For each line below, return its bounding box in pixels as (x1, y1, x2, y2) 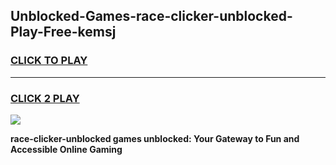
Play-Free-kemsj (10, 24, 117, 41)
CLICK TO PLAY (10, 54, 88, 68)
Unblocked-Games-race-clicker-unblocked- (10, 8, 293, 25)
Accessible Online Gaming (10, 143, 123, 155)
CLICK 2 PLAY (10, 91, 80, 105)
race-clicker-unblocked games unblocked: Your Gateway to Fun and (10, 132, 300, 144)
